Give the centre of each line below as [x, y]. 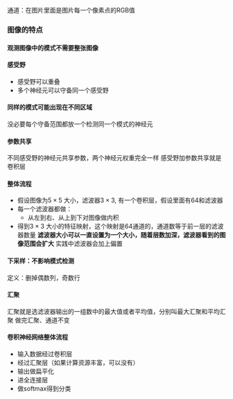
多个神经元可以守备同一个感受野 [63, 90]
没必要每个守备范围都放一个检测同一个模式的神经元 [80, 124]
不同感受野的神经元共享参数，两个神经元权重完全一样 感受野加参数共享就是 [114, 158]
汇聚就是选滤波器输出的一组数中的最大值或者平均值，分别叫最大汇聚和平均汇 [116, 311]
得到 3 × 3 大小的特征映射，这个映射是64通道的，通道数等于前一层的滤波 [120, 227]
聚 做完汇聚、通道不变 [38, 320]
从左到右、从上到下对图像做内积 [73, 218]
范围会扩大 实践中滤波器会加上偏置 [73, 244]
